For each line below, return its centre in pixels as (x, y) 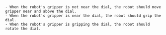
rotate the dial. (23, 29)
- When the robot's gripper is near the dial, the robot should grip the (83, 16)
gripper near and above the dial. (41, 11)
